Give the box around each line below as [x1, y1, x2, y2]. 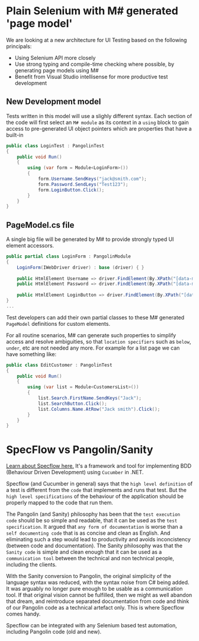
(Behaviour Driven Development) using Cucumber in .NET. [6, 469, 144, 476]
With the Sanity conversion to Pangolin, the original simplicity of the [6, 573, 172, 580]
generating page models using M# [14, 66, 99, 74]
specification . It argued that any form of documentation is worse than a [6, 523, 183, 531]
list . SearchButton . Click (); [37, 401, 108, 407]
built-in [6, 131, 24, 138]
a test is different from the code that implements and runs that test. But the [6, 487, 187, 494]
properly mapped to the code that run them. [6, 499, 114, 506]
